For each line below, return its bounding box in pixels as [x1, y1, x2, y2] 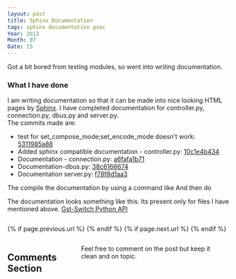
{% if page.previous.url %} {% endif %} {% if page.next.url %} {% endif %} [7, 225, 227, 233]
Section [7, 262, 42, 274]
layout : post [7, 10, 46, 18]
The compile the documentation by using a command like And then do [7, 184, 212, 192]
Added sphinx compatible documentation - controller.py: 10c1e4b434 [17, 148, 220, 156]
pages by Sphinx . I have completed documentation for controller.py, [7, 104, 205, 112]
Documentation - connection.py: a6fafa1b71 [17, 155, 145, 163]
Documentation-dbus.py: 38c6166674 [17, 162, 129, 171]
